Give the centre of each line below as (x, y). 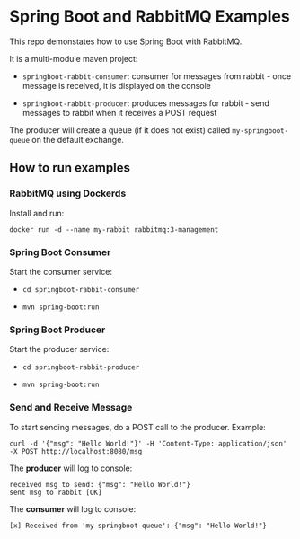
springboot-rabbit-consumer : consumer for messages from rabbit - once (157, 76)
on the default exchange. (77, 139)
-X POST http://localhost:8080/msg (76, 451)
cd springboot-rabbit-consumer (81, 289)
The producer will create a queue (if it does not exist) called (120, 130)
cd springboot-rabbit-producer (81, 367)
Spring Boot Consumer (60, 252)
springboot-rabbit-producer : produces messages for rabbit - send (146, 103)
